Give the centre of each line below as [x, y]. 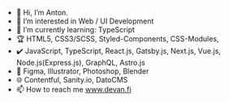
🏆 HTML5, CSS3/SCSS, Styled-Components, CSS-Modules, [117, 39]
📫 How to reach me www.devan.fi [73, 89]
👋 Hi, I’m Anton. [42, 13]
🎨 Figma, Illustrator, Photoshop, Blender [82, 71]
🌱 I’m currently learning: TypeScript [76, 30]
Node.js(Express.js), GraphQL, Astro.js [80, 62]
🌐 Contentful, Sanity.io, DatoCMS [72, 80]
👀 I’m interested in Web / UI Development [85, 21]
